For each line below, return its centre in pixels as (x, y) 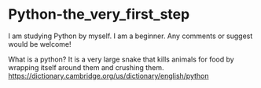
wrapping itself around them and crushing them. (86, 67)
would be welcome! (40, 44)
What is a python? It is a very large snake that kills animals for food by (121, 59)
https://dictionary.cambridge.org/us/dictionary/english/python (108, 76)
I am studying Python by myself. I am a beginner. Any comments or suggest (130, 36)
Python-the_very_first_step (99, 14)
